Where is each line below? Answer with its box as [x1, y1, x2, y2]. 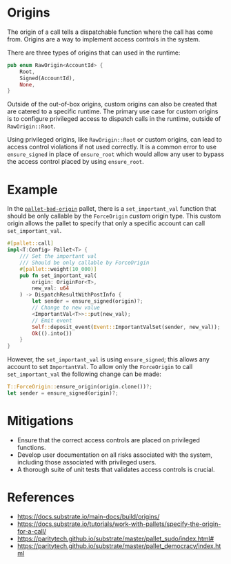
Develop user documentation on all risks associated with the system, [17, 451, 212, 459]
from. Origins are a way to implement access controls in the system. [7, 35, 201, 43]
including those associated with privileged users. [17, 458, 157, 466]
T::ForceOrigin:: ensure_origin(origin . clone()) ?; [7, 384, 153, 391]
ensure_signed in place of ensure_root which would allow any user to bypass [7, 150, 225, 158]
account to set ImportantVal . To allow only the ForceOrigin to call [7, 363, 193, 371]
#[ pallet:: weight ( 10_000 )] [19, 265, 97, 272]
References [7, 489, 74, 505]
